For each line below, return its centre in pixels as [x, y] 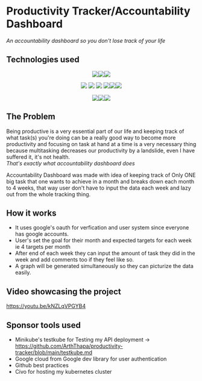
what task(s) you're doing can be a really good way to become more [91, 138]
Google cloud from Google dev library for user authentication [91, 359]
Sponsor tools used [44, 325]
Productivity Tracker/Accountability [99, 11]
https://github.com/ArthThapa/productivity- [69, 346]
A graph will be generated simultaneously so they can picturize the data [104, 266]
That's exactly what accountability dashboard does [71, 163]
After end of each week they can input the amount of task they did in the [105, 253]
